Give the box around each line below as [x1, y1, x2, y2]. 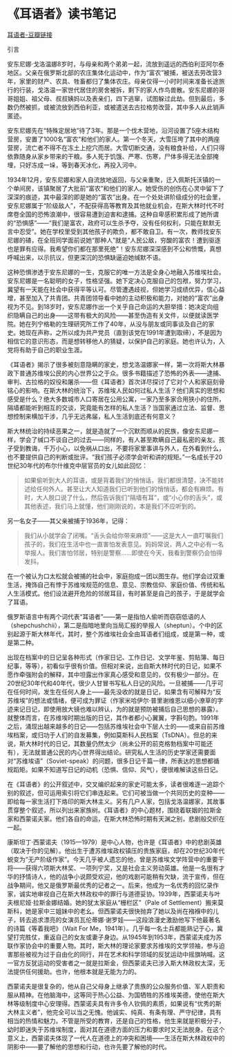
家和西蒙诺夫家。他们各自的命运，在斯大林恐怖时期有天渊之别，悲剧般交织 [7, 815, 219, 823]
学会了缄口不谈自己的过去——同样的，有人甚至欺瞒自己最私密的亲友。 [19, 435, 219, 444]
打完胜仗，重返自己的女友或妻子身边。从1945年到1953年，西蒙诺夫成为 [12, 933, 216, 941]
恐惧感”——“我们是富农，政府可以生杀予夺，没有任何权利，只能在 [16, 218, 203, 227]
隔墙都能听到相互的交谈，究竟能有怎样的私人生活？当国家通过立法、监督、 [7, 403, 219, 412]
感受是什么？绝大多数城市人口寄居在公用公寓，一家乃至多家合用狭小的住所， [7, 394, 225, 403]
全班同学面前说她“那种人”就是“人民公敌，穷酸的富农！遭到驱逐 [43, 236, 221, 244]
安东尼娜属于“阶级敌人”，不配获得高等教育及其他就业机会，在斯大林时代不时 [7, 201, 224, 209]
